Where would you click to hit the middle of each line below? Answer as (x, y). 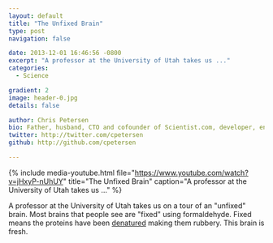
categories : (28, 68)
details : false (34, 105)
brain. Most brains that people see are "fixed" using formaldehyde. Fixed (130, 214)
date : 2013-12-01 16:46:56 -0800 (65, 53)
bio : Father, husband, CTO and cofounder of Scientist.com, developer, (132, 128)
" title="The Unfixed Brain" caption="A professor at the (155, 181)
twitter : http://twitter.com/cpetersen (76, 135)
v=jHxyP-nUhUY (36, 181)
